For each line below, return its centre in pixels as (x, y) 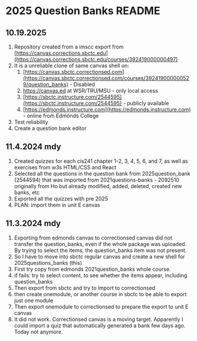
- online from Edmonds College (61, 116)
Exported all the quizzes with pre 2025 (61, 198)
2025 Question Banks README (83, 11)
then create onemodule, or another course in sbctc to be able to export (100, 294)
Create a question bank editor (50, 128)
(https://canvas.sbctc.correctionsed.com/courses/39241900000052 (106, 78)
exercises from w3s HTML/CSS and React (65, 167)
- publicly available (146, 103)
